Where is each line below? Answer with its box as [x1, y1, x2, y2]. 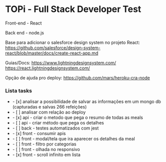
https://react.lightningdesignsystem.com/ [5, 65, 90, 71]
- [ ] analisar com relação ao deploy [12, 109, 86, 115]
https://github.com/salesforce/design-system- [5, 44, 101, 50]
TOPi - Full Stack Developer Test [5, 3, 142, 15]
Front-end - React [5, 20, 42, 26]
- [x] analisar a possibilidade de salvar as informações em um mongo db [12, 98, 161, 104]
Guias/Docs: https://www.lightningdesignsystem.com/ [5, 59, 116, 65]
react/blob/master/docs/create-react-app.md [5, 50, 99, 56]
